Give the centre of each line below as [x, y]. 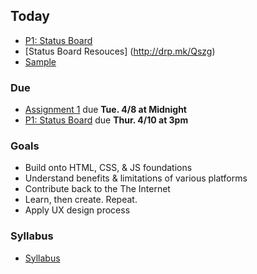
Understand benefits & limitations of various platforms [136, 178]
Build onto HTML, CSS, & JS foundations [108, 168]
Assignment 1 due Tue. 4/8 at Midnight [105, 110]
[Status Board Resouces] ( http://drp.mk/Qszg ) [120, 51]
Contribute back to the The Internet [97, 189]
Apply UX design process [77, 210]
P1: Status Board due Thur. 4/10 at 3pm [106, 120]
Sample [40, 61]
